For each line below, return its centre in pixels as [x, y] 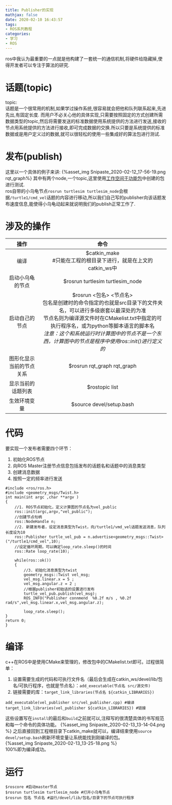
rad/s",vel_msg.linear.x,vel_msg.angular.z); [55, 602]
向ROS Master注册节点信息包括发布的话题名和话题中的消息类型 [79, 466]
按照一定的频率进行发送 [37, 478]
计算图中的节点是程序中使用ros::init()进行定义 [108, 341]
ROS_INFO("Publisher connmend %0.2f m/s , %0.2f [78, 598]
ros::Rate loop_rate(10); [42, 551]
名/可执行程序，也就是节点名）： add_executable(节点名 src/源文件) [82, 686]
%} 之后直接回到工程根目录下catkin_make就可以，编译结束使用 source [79, 731]
